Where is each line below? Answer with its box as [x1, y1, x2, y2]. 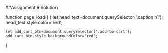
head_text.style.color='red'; [5, 20, 63, 25]
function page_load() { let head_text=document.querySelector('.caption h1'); [5, 14, 163, 20]
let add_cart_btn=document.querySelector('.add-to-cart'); [5, 29, 132, 34]
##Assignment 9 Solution [5, 5, 58, 10]
